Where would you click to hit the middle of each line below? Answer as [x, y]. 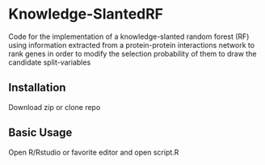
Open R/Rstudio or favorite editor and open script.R [94, 152]
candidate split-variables [50, 62]
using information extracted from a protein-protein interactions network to [132, 44]
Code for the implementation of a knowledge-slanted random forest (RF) [129, 36]
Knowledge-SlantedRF [86, 14]
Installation [37, 88]
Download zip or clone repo [55, 107]
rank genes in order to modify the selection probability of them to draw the [132, 53]
